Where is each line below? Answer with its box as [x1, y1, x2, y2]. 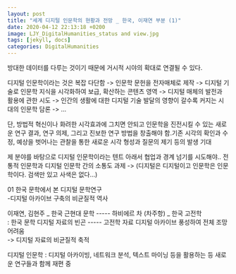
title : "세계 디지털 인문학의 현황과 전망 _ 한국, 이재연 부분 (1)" [7, 17, 182, 24]
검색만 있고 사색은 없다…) [27, 170, 98, 179]
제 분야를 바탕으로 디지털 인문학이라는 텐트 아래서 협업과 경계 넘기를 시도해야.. [7, 153, 222, 161]
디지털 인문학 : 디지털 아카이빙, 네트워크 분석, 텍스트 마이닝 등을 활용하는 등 [7, 251, 213, 258]
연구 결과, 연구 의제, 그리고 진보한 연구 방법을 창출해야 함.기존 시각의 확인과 [14, 129, 221, 137]
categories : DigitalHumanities [7, 43, 99, 50]
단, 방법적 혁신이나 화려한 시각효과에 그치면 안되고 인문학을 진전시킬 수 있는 [7, 120, 214, 128]
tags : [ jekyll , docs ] [7, 37, 71, 44]
